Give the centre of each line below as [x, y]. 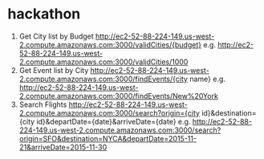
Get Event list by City [54, 70]
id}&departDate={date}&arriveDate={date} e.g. [114, 121]
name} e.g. [207, 79]
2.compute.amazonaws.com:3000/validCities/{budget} [110, 44]
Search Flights [43, 104]
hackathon [44, 14]
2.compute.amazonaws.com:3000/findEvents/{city [103, 79]
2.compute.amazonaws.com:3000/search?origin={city [109, 112]
